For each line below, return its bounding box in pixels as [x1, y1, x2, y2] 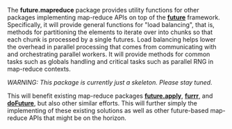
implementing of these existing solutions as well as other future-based [7, 107, 209, 114]
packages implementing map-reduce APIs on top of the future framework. [7, 13, 220, 21]
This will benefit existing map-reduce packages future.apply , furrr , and [7, 92, 213, 100]
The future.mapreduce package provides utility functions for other [7, 6, 199, 14]
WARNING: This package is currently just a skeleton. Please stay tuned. [7, 78, 213, 86]
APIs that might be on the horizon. [28, 114, 127, 122]
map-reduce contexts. [7, 65, 72, 73]
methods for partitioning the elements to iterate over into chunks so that [7, 28, 213, 36]
